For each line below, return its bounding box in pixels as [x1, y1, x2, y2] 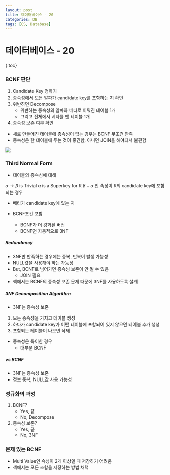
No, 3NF [20, 432, 38, 438]
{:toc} [5, 62, 17, 69]
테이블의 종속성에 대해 [12, 172, 57, 178]
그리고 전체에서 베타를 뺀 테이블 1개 [20, 114, 90, 120]
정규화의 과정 [5, 390, 36, 397]
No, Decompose [20, 414, 54, 420]
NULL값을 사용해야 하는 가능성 [12, 260, 74, 266]
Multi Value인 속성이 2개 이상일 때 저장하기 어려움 [12, 458, 112, 464]
